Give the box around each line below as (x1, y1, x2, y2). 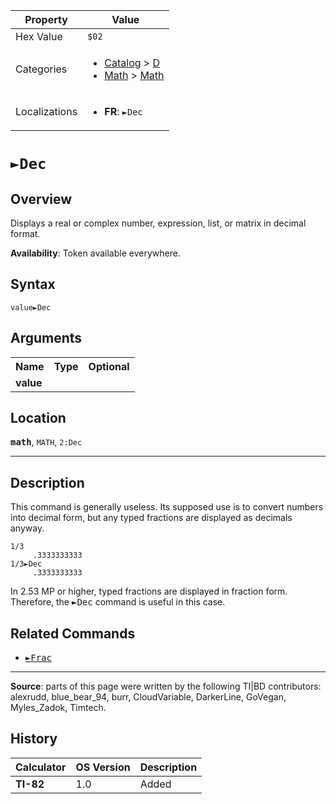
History (10, 730, 58, 748)
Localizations (15, 105, 78, 118)
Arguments (10, 330, 83, 347)
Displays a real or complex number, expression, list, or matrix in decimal (10, 217, 307, 229)
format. (10, 228, 41, 239)
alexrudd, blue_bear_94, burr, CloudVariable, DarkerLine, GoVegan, (10, 691, 287, 703)
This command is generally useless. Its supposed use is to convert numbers (10, 501, 324, 513)
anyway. (10, 522, 45, 534)
